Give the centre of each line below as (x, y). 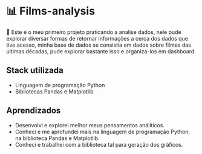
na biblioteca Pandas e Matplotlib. (57, 138)
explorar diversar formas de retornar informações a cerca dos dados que (97, 38)
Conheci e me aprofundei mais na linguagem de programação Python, (103, 132)
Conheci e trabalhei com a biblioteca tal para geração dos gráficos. (99, 144)
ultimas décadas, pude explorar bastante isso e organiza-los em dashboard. (101, 51)
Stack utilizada (35, 71)
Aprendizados (34, 111)
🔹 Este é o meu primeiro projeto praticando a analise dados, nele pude (94, 32)
